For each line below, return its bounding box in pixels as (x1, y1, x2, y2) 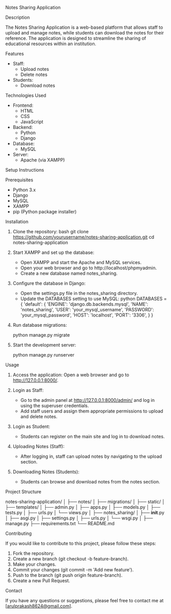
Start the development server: (12, 342, 77, 348)
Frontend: (12, 102, 33, 108)
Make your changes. (12, 561, 56, 567)
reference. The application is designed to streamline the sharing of (5, 35, 146, 41)
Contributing (5, 530, 32, 536)
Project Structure (5, 489, 42, 495)
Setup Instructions (5, 167, 45, 173)
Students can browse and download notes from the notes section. (20, 479, 160, 485)
